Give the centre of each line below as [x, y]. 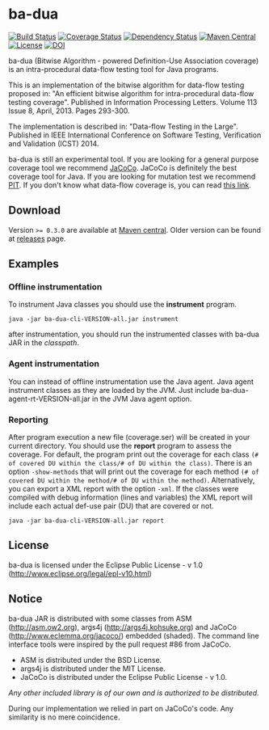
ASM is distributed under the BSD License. [91, 660]
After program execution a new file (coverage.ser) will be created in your [129, 437]
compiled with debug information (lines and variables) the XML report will [130, 497]
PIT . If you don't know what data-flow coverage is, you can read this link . [130, 185]
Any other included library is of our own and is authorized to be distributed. [134, 693]
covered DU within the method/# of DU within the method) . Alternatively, [132, 480]
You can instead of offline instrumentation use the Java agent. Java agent [131, 382]
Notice [25, 599]
